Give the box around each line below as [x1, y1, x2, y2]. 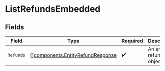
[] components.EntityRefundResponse [30, 52, 117, 58]
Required [121, 38, 143, 44]
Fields [5, 23, 25, 31]
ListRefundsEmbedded [5, 3, 101, 15]
